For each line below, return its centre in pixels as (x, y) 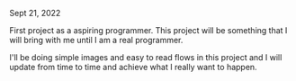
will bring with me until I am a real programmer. (96, 40)
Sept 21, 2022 (35, 13)
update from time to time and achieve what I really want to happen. (134, 67)
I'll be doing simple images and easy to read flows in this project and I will (146, 57)
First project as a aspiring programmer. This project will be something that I (148, 30)
